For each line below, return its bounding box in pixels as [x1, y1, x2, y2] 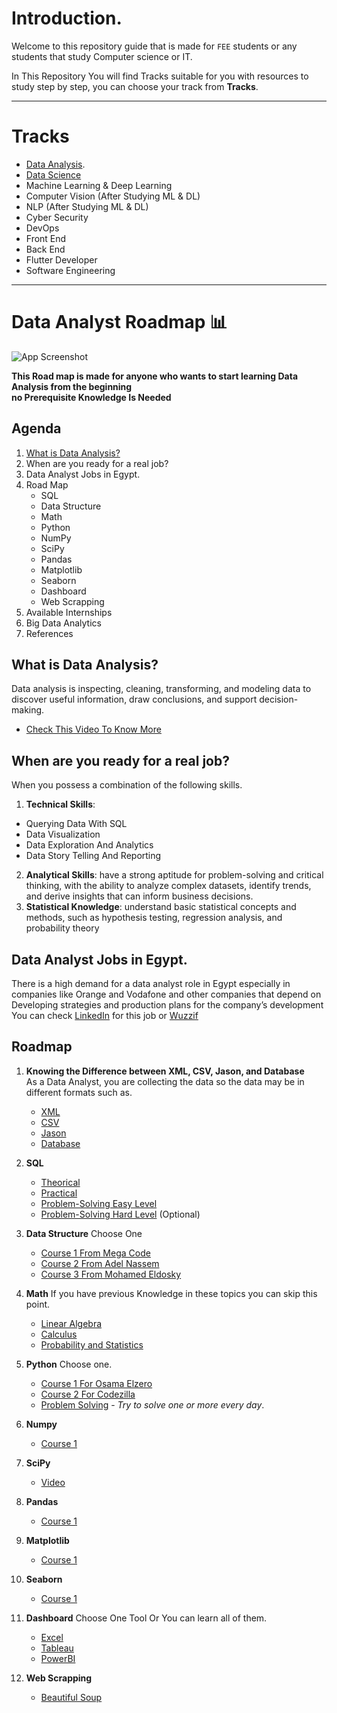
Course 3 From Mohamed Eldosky [40, 1268, 182, 1280]
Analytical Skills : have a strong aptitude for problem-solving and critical [25, 869, 324, 881]
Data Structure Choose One [25, 1227, 143, 1239]
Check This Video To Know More [25, 723, 162, 736]
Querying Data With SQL [25, 818, 128, 830]
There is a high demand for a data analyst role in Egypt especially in [11, 978, 291, 990]
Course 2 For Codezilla [40, 1388, 136, 1400]
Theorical [40, 1176, 81, 1188]
